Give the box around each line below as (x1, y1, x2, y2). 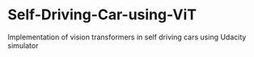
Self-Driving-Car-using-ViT (7, 6, 197, 24)
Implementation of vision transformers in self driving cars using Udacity (7, 32, 247, 42)
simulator (7, 40, 39, 50)
